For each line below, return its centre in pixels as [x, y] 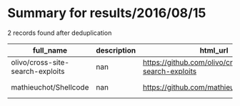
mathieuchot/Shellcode [50, 87]
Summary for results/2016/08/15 [107, 13]
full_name [50, 50]
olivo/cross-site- [40, 62]
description [116, 50]
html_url [214, 50]
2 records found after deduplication [60, 33]
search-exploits [38, 71]
